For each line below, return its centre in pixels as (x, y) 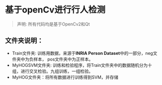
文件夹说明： (24, 41)
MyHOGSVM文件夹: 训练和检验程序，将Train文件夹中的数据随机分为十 (82, 65)
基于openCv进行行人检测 (55, 10)
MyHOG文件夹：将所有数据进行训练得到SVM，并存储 (65, 77)
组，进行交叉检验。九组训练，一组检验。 (52, 71)
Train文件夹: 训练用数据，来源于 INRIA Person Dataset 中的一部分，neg (82, 53)
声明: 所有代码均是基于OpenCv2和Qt (53, 24)
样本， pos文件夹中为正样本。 (63, 59)
